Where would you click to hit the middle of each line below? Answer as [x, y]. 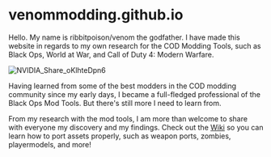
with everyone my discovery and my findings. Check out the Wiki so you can [136, 127]
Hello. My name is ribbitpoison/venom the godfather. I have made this [124, 37]
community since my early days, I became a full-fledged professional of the [135, 94]
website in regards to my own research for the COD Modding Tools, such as [135, 45]
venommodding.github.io [96, 15]
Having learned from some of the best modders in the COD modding [123, 86]
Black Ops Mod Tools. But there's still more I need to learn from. [115, 103]
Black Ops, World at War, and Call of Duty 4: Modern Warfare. [111, 54]
